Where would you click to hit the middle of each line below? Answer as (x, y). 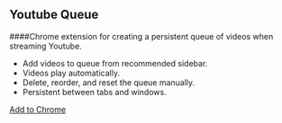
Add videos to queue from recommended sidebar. (115, 63)
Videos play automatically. (71, 73)
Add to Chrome (37, 109)
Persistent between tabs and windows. (94, 92)
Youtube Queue (54, 15)
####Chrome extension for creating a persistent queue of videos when (141, 36)
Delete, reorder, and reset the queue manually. (109, 82)
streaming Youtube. (46, 46)
